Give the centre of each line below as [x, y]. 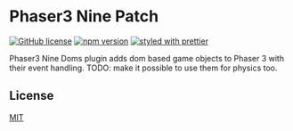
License [32, 96]
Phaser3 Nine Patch [84, 16]
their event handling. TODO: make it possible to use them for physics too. [143, 68]
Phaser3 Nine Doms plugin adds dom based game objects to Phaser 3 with [147, 58]
